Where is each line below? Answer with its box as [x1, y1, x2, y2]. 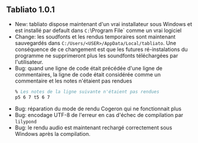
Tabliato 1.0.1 [6, 5, 55, 15]
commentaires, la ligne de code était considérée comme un [14, 71, 161, 78]
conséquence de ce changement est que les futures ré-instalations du [14, 46, 188, 53]
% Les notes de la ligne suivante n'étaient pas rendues [14, 88, 160, 94]
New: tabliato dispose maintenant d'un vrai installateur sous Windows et [14, 20, 193, 27]
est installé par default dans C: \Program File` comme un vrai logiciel [14, 27, 182, 34]
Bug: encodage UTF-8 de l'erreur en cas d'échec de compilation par [14, 111, 184, 118]
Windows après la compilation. [14, 130, 91, 137]
